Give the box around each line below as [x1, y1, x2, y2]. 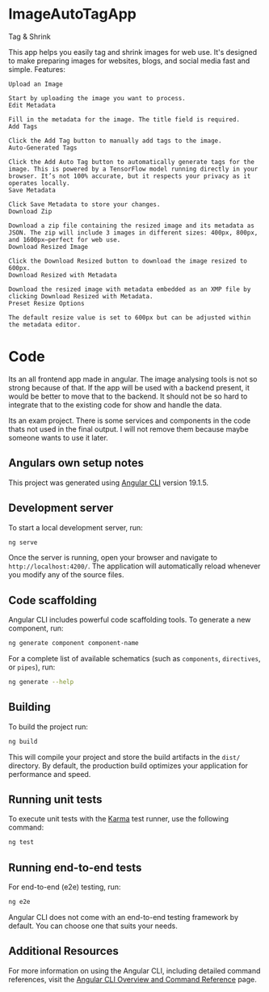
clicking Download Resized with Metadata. [8, 292, 153, 300]
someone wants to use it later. [8, 433, 109, 442]
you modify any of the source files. [8, 570, 124, 580]
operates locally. [8, 179, 70, 187]
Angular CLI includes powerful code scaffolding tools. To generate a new [8, 615, 251, 625]
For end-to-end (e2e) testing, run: [8, 882, 121, 892]
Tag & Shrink [8, 32, 51, 41]
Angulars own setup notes [8, 456, 144, 470]
